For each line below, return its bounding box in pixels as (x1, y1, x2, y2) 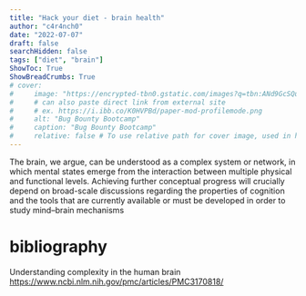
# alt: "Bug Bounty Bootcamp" (9, 114, 141, 123)
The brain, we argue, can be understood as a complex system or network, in (9, 156, 296, 167)
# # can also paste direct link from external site (9, 97, 226, 107)
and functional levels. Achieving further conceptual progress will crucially (9, 175, 285, 186)
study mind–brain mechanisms (9, 204, 125, 215)
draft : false (9, 38, 59, 48)
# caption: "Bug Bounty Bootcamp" (9, 123, 157, 133)
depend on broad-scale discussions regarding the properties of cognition (9, 185, 285, 196)
